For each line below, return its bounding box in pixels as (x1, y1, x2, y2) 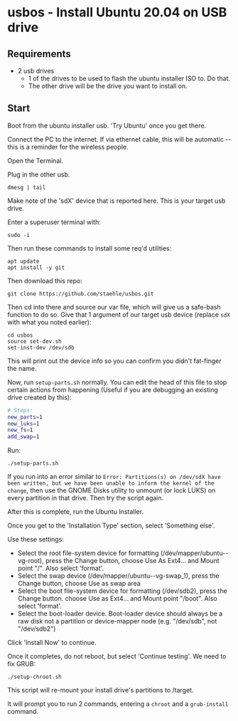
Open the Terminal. (7, 156, 64, 164)
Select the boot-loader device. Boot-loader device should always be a (17, 609, 223, 618)
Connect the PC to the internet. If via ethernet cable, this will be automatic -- (7, 135, 232, 143)
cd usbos (7, 332, 33, 339)
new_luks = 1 (7, 420, 40, 427)
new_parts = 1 (7, 414, 43, 421)
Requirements (7, 48, 71, 60)
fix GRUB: (7, 660, 36, 668)
